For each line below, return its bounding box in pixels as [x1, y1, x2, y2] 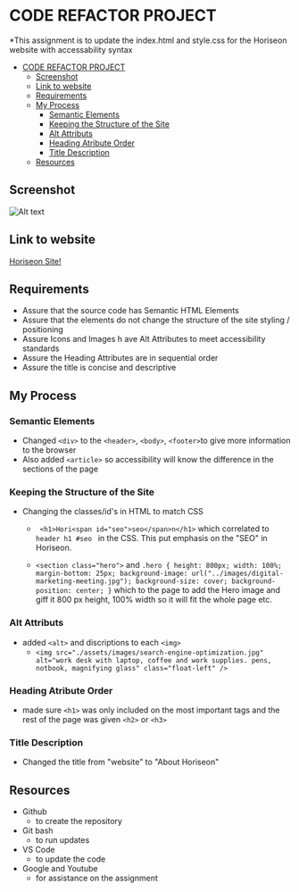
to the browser [21, 445, 77, 455]
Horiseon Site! [9, 255, 62, 266]
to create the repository [35, 816, 123, 827]
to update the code [35, 854, 106, 864]
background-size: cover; [135, 577, 228, 586]
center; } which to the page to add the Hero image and [75, 585, 281, 596]
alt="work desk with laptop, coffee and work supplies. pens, [35, 655, 272, 665]
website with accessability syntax [9, 44, 133, 54]
